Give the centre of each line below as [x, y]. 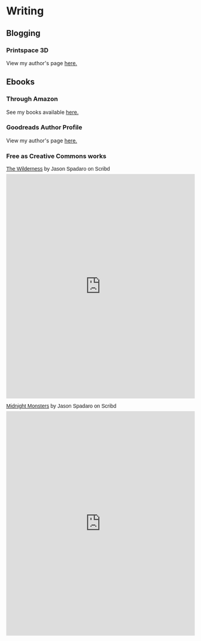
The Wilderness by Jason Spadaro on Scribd [58, 169]
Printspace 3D [28, 50]
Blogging [23, 33]
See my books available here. [42, 112]
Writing [25, 11]
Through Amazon [32, 99]
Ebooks [20, 82]
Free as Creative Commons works [56, 156]
